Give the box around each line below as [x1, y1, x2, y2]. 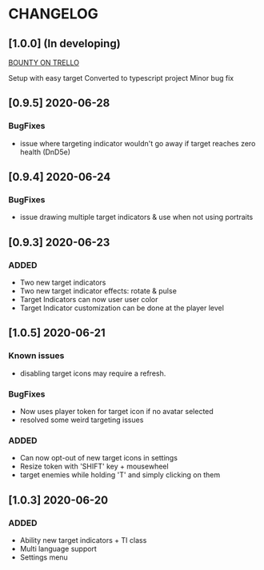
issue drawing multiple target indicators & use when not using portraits [19, 213, 254, 222]
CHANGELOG [8, 5, 98, 23]
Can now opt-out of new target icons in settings [19, 453, 178, 463]
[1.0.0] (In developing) [8, 37, 122, 50]
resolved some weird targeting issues [19, 415, 144, 425]
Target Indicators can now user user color [19, 295, 158, 305]
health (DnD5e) [19, 147, 70, 157]
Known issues [8, 350, 65, 361]
